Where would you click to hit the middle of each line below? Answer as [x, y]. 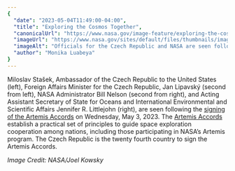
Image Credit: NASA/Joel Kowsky [55, 160]
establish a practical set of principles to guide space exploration [100, 124]
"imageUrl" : [31, 40]
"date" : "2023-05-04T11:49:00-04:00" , [70, 20]
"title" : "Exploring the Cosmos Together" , [78, 27]
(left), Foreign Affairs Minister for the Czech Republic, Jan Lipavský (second [116, 87]
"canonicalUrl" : [37, 33]
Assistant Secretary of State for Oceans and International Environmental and [117, 102]
